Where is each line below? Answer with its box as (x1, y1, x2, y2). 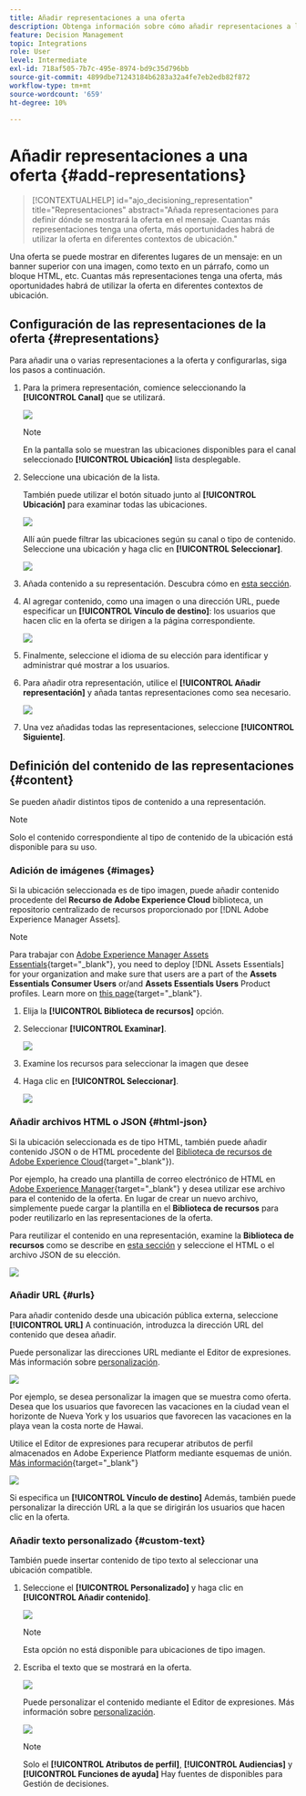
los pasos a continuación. (9, 365, 106, 376)
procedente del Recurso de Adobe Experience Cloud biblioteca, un (9, 894, 264, 905)
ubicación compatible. (9, 1564, 93, 1575)
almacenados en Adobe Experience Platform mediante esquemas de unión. (9, 1447, 292, 1459)
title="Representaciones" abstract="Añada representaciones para (31, 204, 280, 215)
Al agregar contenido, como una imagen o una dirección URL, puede (22, 596, 280, 607)
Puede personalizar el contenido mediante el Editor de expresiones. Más (22, 1697, 295, 1708)
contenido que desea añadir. (9, 1328, 117, 1340)
